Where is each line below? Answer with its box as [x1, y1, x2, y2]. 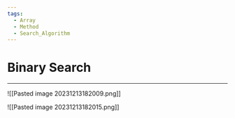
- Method [13, 23, 39, 30]
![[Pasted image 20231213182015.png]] [7, 103, 120, 112]
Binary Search [7, 60, 92, 75]
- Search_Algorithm [13, 29, 71, 37]
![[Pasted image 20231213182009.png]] [7, 89, 121, 98]
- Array [13, 17, 36, 24]
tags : [7, 10, 23, 17]
